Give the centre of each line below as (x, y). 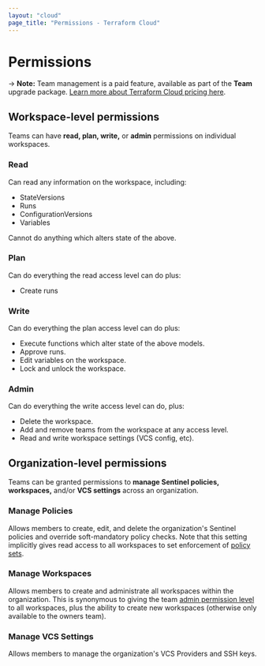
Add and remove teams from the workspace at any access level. (124, 430)
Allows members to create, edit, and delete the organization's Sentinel (122, 528)
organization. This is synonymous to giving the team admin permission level (131, 599)
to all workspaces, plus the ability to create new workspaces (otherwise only (132, 608)
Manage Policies (41, 511)
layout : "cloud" (35, 15)
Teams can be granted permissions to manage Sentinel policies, (114, 482)
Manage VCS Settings (51, 636)
